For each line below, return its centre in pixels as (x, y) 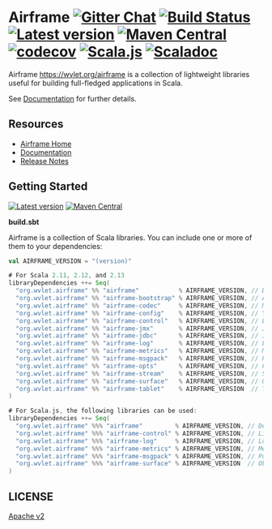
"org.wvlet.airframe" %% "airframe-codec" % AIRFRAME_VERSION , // (137, 305)
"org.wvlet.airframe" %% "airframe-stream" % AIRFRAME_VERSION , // (137, 373)
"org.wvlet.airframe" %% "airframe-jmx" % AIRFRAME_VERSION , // (137, 329)
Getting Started (48, 187)
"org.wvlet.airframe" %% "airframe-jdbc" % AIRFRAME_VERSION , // (137, 336)
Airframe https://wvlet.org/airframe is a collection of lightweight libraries (129, 74)
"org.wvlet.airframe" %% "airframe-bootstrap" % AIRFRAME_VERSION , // (137, 299)
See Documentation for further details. (72, 98)
